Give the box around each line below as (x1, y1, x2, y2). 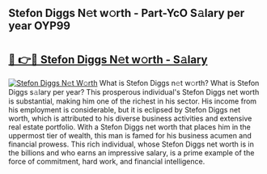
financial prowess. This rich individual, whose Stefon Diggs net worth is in (8, 139, 255, 149)
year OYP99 (8, 19, 71, 33)
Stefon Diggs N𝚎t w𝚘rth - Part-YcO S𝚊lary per (8, 6, 245, 20)
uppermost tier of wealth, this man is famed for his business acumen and (8, 131, 252, 140)
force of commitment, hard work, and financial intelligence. (8, 157, 206, 166)
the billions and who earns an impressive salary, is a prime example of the (8, 148, 255, 157)
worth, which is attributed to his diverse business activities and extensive (8, 113, 252, 123)
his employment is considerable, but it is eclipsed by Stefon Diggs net (8, 105, 241, 114)
